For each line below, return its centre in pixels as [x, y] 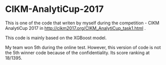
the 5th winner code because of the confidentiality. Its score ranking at [78, 53]
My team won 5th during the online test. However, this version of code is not [83, 47]
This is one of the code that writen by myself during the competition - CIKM [82, 23]
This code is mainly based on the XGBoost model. [56, 38]
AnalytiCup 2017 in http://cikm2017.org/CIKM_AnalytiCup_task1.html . [76, 28]
